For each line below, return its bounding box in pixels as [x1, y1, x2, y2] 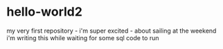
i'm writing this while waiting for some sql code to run [6, 33, 159, 42]
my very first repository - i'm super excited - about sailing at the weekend [6, 27, 217, 35]
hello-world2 [6, 4, 82, 20]
